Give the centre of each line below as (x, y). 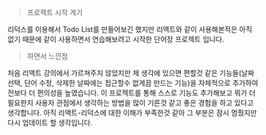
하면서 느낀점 (47, 56)
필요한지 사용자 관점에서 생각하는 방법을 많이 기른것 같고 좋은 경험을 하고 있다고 (131, 103)
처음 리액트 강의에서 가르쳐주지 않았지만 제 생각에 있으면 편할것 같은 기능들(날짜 (131, 73)
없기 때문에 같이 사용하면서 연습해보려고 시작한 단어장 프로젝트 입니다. (116, 39)
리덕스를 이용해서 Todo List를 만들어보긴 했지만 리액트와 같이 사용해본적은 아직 (130, 29)
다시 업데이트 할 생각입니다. (50, 123)
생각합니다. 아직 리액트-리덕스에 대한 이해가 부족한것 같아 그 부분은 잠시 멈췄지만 (132, 113)
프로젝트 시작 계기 (55, 12)
